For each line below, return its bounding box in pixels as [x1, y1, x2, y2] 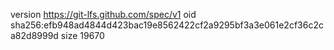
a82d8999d [10, 30, 59, 41]
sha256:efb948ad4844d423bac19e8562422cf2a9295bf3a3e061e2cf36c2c [10, 19, 324, 31]
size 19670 [60, 30, 105, 41]
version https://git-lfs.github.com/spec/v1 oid [10, 9, 197, 20]
